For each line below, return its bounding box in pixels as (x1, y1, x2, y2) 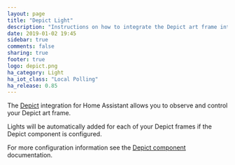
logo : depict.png (7, 62, 58, 70)
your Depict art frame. (7, 109, 71, 117)
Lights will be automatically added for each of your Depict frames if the (7, 122, 212, 131)
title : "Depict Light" (7, 17, 73, 24)
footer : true (7, 56, 45, 63)
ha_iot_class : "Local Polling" (7, 75, 99, 83)
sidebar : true (7, 37, 49, 44)
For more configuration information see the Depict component (7, 143, 187, 152)
